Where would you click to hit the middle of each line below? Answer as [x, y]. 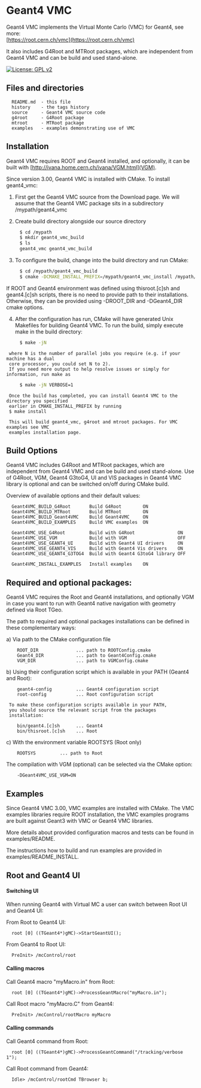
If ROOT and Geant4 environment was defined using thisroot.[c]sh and [93, 288]
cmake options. [25, 307]
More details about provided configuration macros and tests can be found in [100, 832]
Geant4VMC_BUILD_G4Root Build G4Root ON [80, 507]
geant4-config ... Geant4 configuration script [88, 689]
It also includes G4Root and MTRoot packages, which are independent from [100, 51]
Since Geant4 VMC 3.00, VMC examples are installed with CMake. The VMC [100, 808]
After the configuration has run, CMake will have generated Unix [94, 319]
